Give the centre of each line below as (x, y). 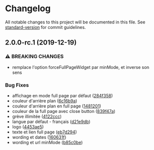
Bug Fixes (17, 85)
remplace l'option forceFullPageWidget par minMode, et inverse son (81, 67)
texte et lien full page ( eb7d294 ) (44, 132)
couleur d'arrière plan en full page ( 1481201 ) (56, 106)
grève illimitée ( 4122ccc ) (37, 116)
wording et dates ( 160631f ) (39, 137)
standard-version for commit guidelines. (45, 27)
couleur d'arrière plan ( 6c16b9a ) (44, 101)
